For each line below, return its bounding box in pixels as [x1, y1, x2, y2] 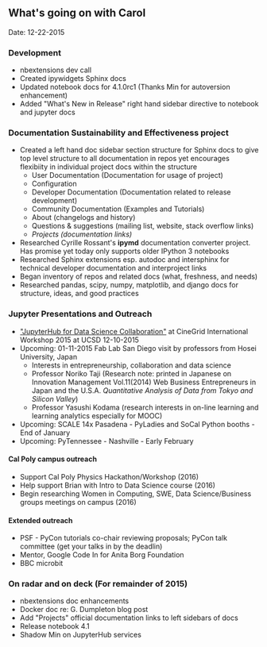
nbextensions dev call [19, 65, 92, 75]
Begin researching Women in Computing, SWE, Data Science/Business [19, 488, 252, 499]
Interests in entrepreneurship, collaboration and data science [31, 360, 232, 370]
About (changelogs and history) [31, 213, 136, 222]
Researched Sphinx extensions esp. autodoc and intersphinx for [19, 255, 230, 264]
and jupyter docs [19, 107, 75, 117]
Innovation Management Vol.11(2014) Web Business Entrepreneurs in [31, 377, 257, 387]
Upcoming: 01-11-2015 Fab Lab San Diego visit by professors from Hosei [19, 343, 257, 352]
